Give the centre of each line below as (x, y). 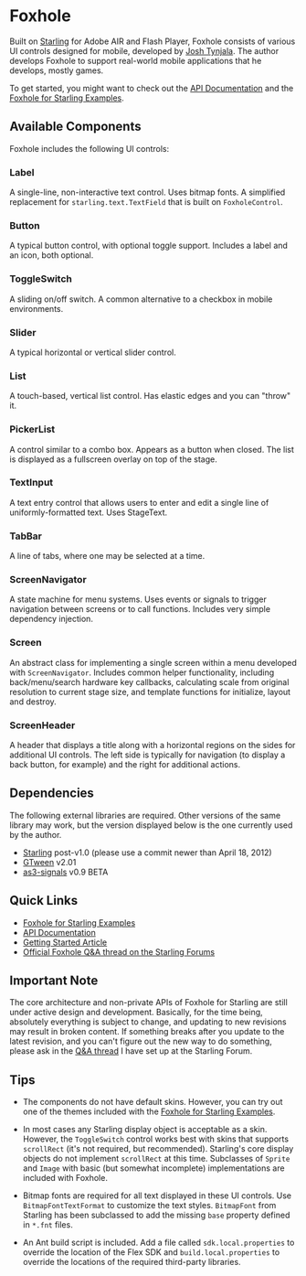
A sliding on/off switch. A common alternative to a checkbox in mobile (141, 299)
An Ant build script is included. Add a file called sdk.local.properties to (158, 1243)
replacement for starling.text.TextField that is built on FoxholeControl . (146, 202)
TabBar (26, 536)
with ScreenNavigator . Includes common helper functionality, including (142, 672)
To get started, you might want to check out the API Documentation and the (152, 88)
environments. (37, 308)
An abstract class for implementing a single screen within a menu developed (153, 662)
